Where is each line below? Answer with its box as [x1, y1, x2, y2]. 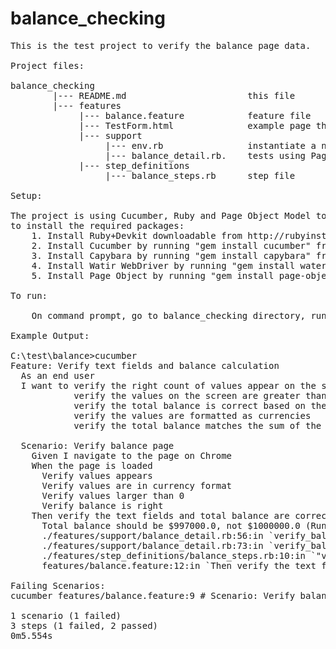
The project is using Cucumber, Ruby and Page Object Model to [10, 210, 327, 221]
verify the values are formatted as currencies [73, 410, 312, 421]
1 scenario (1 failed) [10, 610, 122, 621]
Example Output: [10, 330, 90, 341]
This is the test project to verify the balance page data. [10, 40, 312, 51]
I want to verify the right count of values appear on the [20, 380, 317, 391]
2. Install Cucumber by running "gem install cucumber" [31, 240, 312, 251]
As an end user [20, 370, 95, 381]
